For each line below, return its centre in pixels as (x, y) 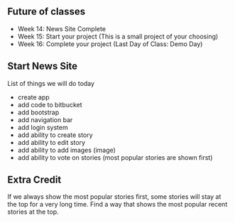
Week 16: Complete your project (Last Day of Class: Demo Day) (110, 44)
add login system (43, 127)
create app (33, 97)
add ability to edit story (51, 142)
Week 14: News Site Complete (62, 28)
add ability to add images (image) (66, 150)
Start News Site (43, 66)
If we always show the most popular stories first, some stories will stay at (114, 197)
